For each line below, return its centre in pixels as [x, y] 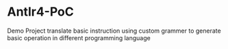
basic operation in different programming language [79, 37]
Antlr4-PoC [40, 12]
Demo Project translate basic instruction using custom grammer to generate [114, 31]
